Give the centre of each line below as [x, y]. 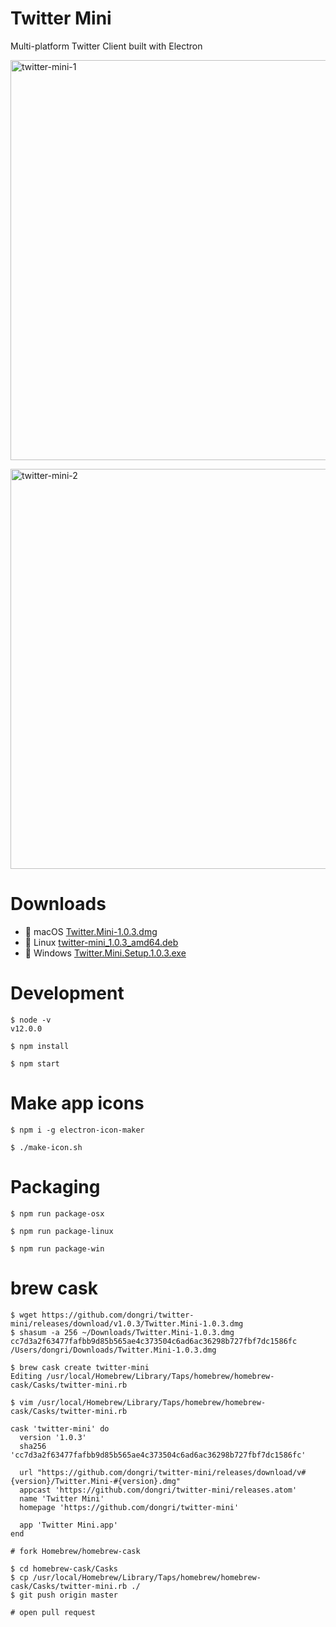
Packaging [55, 1186]
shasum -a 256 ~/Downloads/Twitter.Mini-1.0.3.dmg [127, 1332]
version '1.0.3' [53, 1437]
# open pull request [53, 1612]
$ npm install [40, 1046]
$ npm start [35, 1063]
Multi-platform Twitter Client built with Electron [106, 46]
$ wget [24, 1315]
